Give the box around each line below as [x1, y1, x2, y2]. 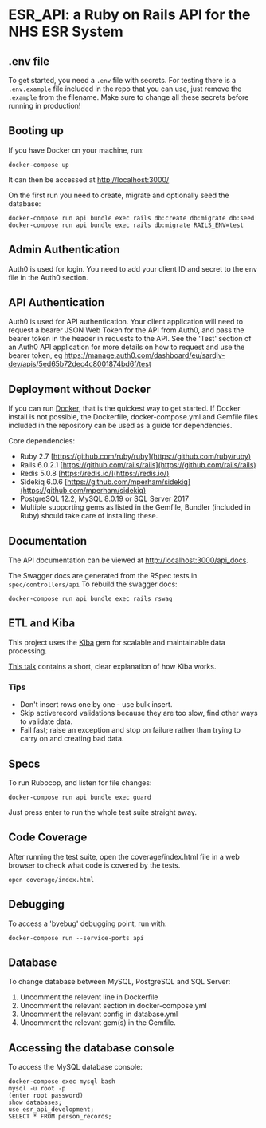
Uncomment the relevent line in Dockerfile [19, 992, 158, 1002]
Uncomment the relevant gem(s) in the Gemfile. [19, 1018, 177, 1027]
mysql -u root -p [8, 1085, 66, 1093]
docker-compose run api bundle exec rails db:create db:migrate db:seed [8, 214, 255, 222]
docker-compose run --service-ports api [8, 934, 145, 942]
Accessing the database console [8, 1041, 174, 1055]
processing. [8, 645, 48, 656]
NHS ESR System [8, 22, 123, 41]
